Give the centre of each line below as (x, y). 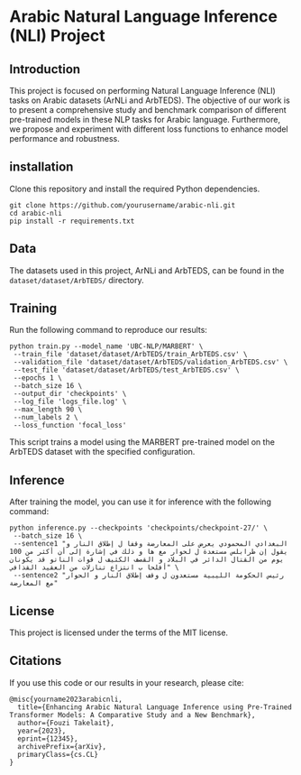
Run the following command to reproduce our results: (108, 330)
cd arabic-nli (36, 213)
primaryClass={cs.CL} (58, 754)
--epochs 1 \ (38, 378)
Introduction (45, 69)
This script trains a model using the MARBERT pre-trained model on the (142, 442)
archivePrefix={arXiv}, (62, 746)
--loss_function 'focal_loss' (70, 426)
